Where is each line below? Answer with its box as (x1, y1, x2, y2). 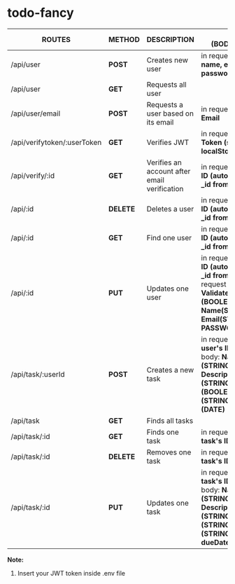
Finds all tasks (146, 415, 194, 425)
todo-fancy (7, 5, 75, 21)
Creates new (146, 55, 189, 64)
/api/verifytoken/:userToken (10, 137, 102, 147)
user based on (146, 109, 194, 118)
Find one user (146, 232, 192, 242)
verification (146, 183, 184, 193)
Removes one (146, 447, 192, 457)
